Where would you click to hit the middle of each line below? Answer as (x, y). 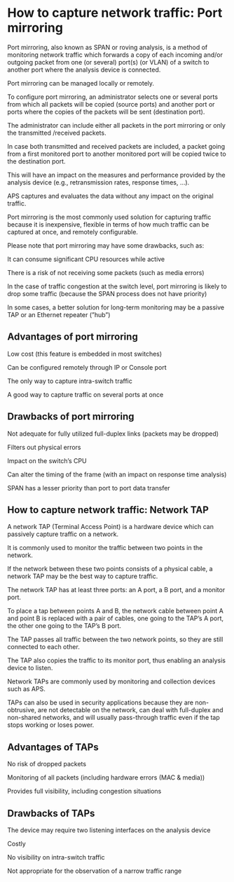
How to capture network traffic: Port (115, 13)
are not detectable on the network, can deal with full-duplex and (130, 710)
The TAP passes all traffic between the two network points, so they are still (115, 639)
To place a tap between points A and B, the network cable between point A (116, 611)
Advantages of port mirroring (73, 337)
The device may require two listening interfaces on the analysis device (109, 830)
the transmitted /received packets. (57, 133)
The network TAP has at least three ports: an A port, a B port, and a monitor (116, 590)
